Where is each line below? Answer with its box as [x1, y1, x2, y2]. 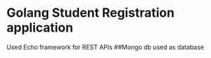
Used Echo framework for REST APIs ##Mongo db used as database [6, 43, 204, 51]
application [6, 20, 74, 36]
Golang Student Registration [6, 5, 175, 21]
